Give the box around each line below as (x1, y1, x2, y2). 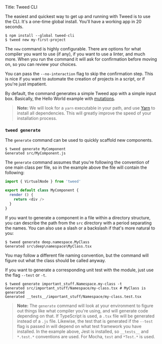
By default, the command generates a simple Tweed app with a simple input (5, 91, 156, 96)
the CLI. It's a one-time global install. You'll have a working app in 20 (5, 19, 142, 24)
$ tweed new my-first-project (5, 37, 66, 42)
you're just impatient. (5, 81, 47, 87)
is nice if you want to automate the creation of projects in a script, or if (5, 76, 145, 82)
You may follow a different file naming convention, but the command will (5, 252, 149, 258)
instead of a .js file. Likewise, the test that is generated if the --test (16, 318, 153, 324)
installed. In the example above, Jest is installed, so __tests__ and (16, 328, 149, 334)
